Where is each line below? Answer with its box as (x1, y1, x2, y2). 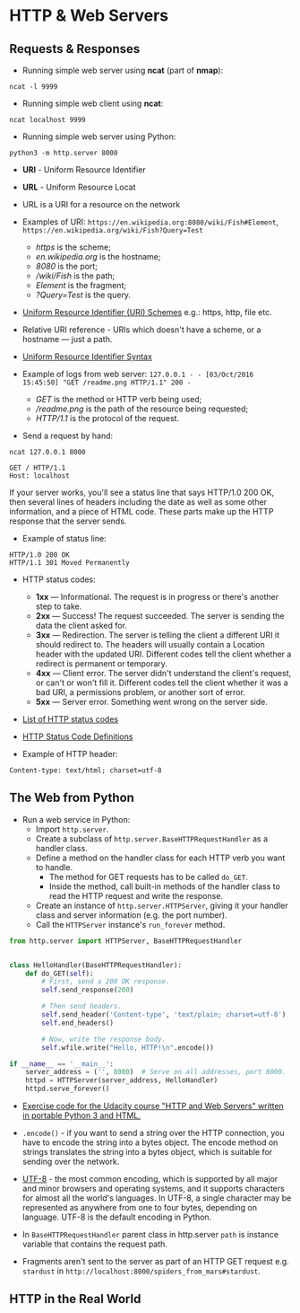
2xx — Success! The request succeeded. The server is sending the (35, 611, 285, 621)
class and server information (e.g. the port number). (35, 909, 227, 921)
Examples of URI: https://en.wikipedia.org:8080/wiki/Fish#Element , (21, 216, 279, 227)
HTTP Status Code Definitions (21, 731, 133, 742)
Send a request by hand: (21, 430, 114, 441)
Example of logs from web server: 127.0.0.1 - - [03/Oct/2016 (21, 369, 254, 379)
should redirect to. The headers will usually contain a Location (35, 639, 266, 649)
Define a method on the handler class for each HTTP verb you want (35, 852, 286, 863)
